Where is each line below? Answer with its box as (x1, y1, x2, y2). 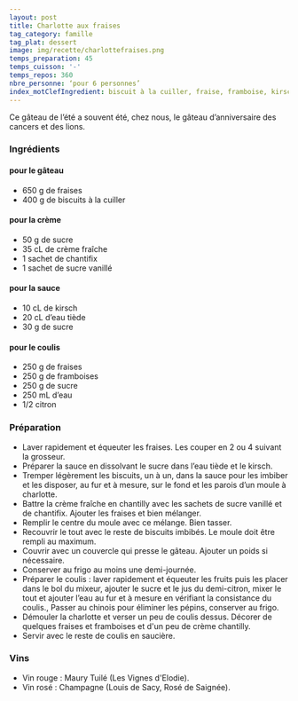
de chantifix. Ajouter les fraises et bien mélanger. (21, 508, 202, 518)
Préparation (9, 421, 62, 434)
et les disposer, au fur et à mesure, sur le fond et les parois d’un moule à (21, 479, 286, 490)
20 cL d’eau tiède (21, 312, 86, 323)
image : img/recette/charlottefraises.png (9, 46, 165, 55)
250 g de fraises (21, 361, 82, 373)
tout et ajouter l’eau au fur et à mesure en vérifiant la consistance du (21, 592, 272, 603)
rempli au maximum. (21, 536, 97, 547)
